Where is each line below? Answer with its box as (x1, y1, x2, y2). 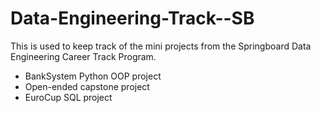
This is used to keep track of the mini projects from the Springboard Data (10, 40, 312, 52)
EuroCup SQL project (24, 91, 113, 103)
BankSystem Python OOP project (24, 70, 162, 82)
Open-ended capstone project (24, 80, 150, 92)
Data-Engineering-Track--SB (10, 7, 255, 30)
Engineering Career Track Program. (10, 50, 157, 62)
